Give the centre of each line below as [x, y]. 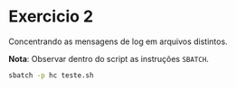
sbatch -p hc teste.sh [51, 75]
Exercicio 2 [51, 17]
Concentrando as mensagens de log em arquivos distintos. [118, 41]
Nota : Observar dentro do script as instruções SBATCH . [109, 58]
